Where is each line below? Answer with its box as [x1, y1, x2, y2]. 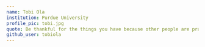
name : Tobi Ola [6, 9, 45, 15]
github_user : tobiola [6, 32, 62, 38]
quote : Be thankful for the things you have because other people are [6, 26, 190, 32]
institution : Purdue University [6, 15, 88, 21]
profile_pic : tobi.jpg [6, 20, 64, 26]
